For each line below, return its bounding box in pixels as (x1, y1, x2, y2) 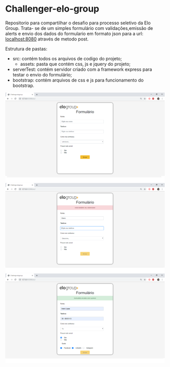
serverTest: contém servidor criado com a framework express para (12, 66, 152, 72)
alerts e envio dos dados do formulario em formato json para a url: (5, 30, 144, 36)
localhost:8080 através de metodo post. (5, 36, 89, 42)
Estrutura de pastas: (5, 46, 48, 52)
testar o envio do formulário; (12, 71, 72, 77)
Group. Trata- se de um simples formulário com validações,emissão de (5, 25, 153, 31)
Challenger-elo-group (5, 3, 100, 15)
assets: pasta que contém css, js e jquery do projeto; (20, 61, 131, 67)
